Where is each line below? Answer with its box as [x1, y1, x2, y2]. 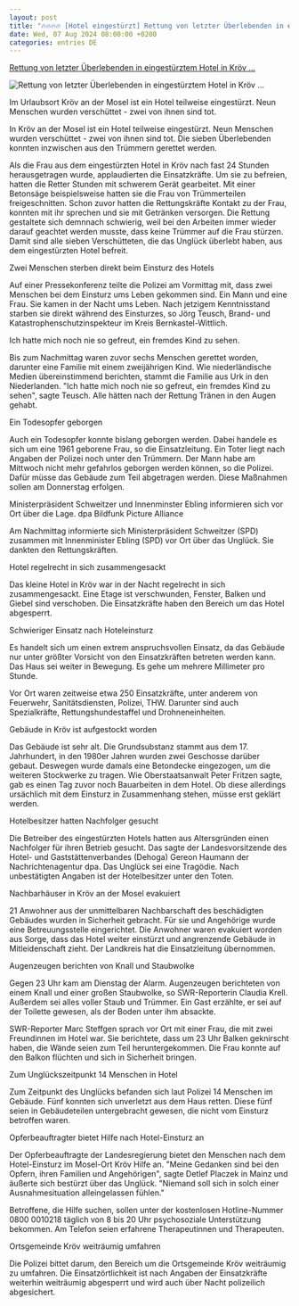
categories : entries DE [9, 37, 98, 47]
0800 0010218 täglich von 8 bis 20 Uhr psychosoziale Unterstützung [9, 1214, 262, 1225]
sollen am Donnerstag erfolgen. [9, 482, 125, 492]
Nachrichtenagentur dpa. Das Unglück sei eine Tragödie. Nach [9, 862, 239, 872]
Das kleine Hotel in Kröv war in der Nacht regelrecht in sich [9, 579, 226, 590]
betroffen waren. [9, 1115, 71, 1126]
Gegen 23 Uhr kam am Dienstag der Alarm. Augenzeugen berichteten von [9, 978, 280, 988]
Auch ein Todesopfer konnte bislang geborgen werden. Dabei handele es [9, 434, 278, 445]
